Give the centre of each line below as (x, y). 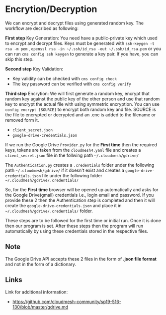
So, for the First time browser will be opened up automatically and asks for (82, 189)
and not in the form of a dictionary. (41, 264)
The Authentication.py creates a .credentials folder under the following (80, 165)
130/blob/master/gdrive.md (40, 307)
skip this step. (19, 59)
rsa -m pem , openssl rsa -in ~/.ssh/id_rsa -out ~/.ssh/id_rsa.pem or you (83, 48)
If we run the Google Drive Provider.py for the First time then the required (81, 145)
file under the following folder (72, 175)
